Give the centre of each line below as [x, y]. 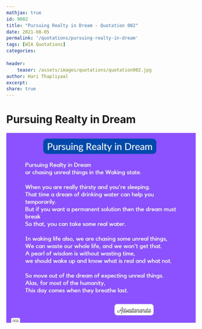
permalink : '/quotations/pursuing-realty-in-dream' [72, 38]
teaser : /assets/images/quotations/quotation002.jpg [84, 70]
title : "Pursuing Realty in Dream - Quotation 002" [72, 25]
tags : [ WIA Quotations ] [36, 45]
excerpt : [17, 83]
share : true [21, 89]
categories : [21, 51]
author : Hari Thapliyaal [37, 76]
